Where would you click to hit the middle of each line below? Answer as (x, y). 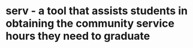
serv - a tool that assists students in (97, 11)
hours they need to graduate (78, 36)
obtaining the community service (90, 23)
